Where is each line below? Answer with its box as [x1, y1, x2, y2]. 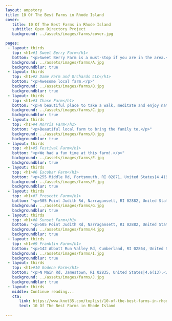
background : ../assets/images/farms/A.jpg [12, 60, 104, 65]
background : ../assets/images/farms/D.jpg [12, 131, 104, 137]
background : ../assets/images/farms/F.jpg [12, 179, 104, 184]
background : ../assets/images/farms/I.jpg [12, 251, 104, 256]
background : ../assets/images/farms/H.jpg [12, 227, 104, 232]
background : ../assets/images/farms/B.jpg [12, 84, 104, 89]
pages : [5, 41, 19, 46]
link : [18, 298, 31, 304]
